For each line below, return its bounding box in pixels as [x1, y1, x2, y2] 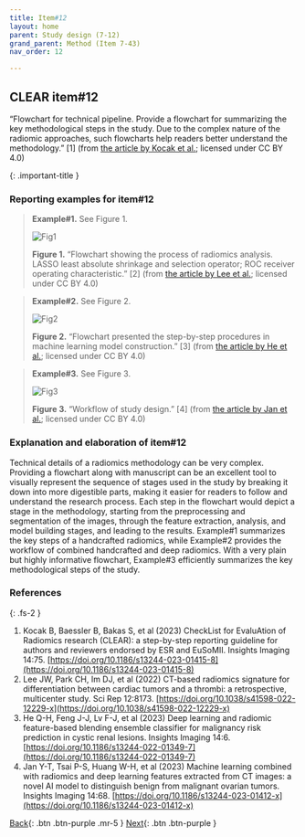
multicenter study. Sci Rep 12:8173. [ [22, 693, 160, 704]
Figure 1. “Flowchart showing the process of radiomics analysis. [31, 249, 274, 260]
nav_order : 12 [9, 48, 64, 57]
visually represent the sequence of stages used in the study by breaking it [9, 476, 289, 487]
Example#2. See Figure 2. [31, 296, 131, 307]
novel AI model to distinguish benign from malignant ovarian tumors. [22, 780, 280, 791]
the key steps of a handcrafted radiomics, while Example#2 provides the [9, 535, 281, 546]
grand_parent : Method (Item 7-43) [9, 38, 142, 48]
